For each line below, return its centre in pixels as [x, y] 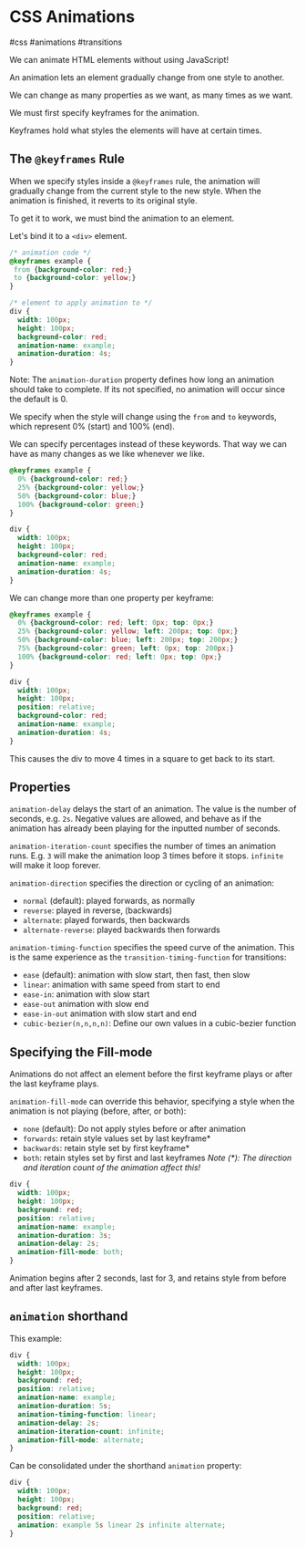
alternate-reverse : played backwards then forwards [121, 930]
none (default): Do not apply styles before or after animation [134, 1129]
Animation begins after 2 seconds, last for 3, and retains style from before [148, 1278]
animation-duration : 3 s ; [65, 1235]
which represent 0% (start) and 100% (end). [92, 427]
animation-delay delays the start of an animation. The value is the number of [153, 809]
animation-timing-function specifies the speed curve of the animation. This [152, 948]
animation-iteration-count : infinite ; [92, 1431]
